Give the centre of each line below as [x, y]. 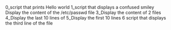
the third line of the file [29, 23]
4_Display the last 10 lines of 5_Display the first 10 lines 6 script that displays [86, 18]
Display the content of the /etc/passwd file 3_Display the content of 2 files [83, 12]
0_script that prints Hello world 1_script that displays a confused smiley [80, 7]
